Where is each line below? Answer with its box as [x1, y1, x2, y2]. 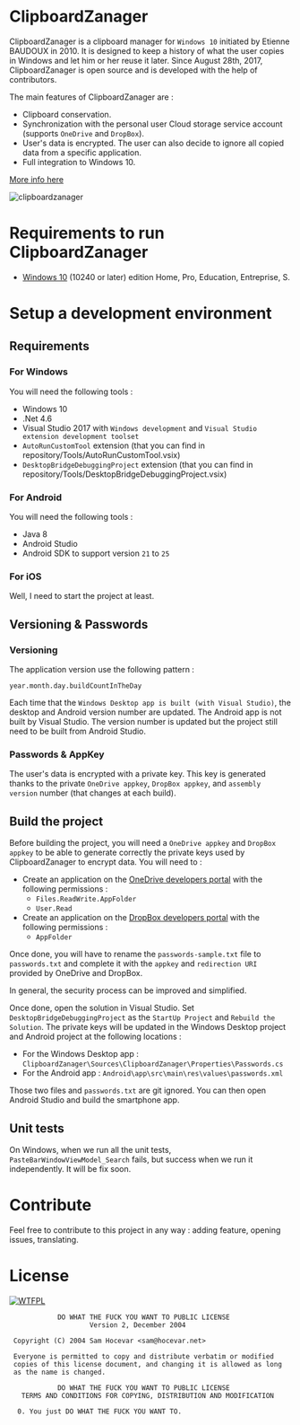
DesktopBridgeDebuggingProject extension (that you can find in [21, 459, 253, 470]
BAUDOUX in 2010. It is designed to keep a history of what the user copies [9, 45, 285, 56]
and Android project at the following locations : [9, 1031, 182, 1042]
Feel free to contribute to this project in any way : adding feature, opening [9, 1224, 281, 1236]
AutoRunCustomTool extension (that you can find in [21, 440, 206, 451]
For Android [9, 491, 63, 504]
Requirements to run [9, 223, 165, 243]
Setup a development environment [9, 303, 272, 324]
